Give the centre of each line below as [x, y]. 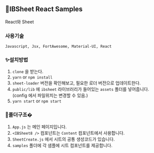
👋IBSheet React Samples [44, 9]
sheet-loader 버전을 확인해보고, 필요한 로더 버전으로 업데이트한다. [77, 83]
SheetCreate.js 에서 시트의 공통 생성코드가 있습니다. [63, 139]
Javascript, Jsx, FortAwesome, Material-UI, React [58, 47]
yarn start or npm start [37, 101]
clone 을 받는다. [28, 72]
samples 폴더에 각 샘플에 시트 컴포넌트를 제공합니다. [62, 145]
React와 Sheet [20, 22]
